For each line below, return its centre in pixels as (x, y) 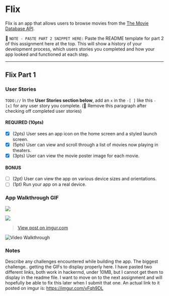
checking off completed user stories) (44, 111)
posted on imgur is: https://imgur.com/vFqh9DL (54, 288)
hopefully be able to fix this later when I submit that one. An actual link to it (82, 282)
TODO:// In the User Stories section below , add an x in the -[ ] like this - (81, 100)
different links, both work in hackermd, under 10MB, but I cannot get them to (84, 272)
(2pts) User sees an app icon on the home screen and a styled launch (85, 133)
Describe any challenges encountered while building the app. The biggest (82, 261)
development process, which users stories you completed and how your (80, 49)
